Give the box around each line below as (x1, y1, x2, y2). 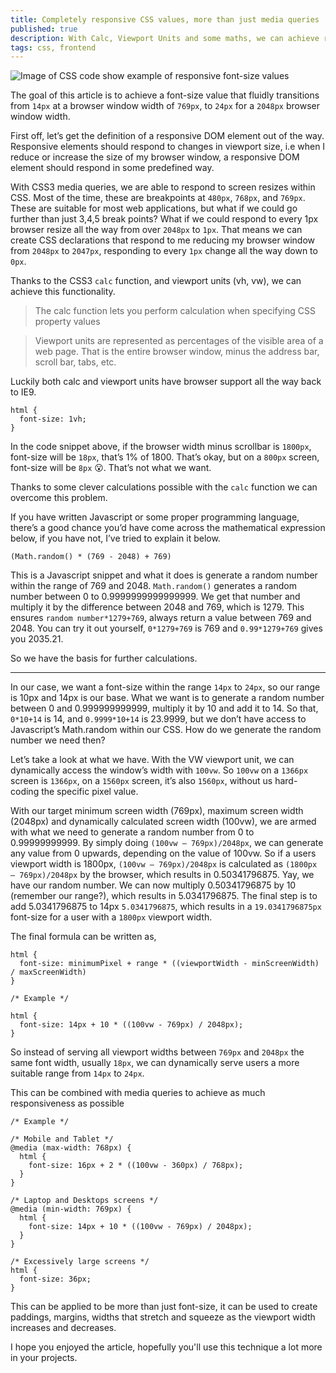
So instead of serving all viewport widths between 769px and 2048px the (10, 1046, 305, 1058)
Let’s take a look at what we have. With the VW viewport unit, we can (10, 754, 295, 766)
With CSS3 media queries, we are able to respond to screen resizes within (10, 181, 316, 193)
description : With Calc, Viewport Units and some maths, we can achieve (10, 33, 320, 43)
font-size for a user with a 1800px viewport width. (10, 911, 213, 923)
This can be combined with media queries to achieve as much (10, 1087, 266, 1099)
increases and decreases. (10, 1322, 117, 1334)
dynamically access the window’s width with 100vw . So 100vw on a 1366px (10, 764, 309, 776)
